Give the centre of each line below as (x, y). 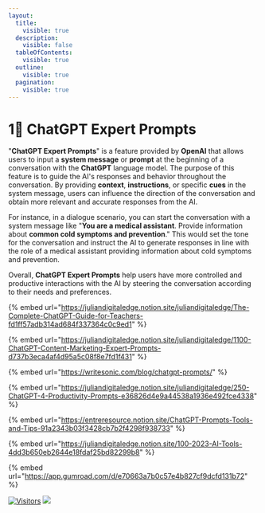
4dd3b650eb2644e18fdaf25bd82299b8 (74, 452)
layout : (21, 16)
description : (37, 38)
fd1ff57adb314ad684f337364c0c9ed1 (70, 324)
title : (26, 23)
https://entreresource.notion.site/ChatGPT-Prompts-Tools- (157, 420)
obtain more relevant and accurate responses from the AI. (103, 202)
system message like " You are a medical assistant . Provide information (125, 226)
